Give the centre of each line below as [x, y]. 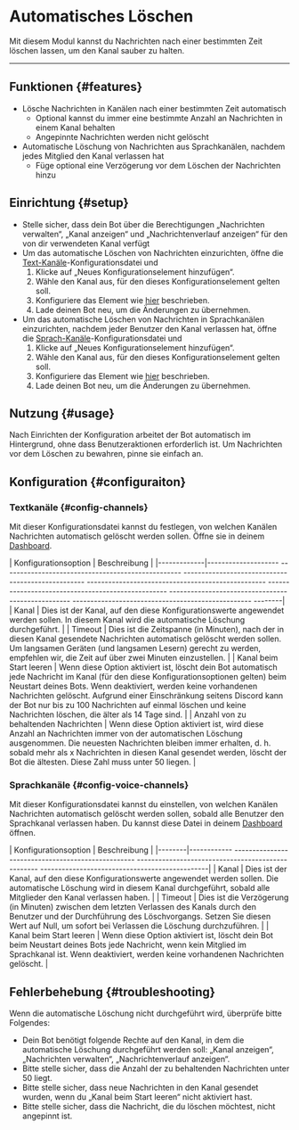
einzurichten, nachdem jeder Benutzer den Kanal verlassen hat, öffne [149, 328]
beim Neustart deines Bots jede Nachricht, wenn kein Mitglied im [128, 945]
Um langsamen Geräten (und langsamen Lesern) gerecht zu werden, [135, 648]
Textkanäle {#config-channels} [79, 507]
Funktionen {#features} [76, 87]
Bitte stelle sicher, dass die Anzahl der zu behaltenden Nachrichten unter [156, 1068]
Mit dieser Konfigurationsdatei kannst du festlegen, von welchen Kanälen [143, 527]
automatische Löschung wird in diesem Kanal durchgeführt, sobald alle [140, 888]
